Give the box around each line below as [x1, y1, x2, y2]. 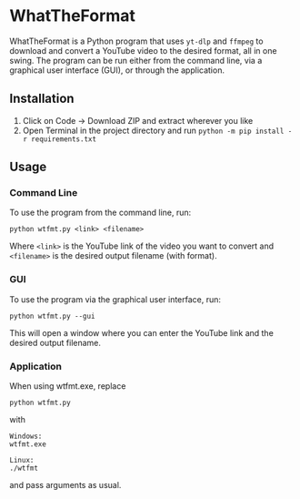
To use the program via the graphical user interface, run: [9, 293, 221, 305]
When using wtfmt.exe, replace [9, 381, 126, 392]
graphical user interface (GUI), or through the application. [9, 65, 225, 76]
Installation [9, 91, 75, 107]
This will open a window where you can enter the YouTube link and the [9, 327, 275, 338]
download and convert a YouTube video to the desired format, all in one [9, 45, 277, 56]
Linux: [9, 456, 35, 465]
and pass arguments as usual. [9, 480, 122, 491]
